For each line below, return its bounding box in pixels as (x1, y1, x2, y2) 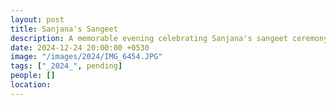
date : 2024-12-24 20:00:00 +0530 (10, 42, 150, 53)
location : (10, 80, 52, 90)
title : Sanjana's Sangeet (10, 24, 118, 34)
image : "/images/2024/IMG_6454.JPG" (10, 52, 163, 62)
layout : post (10, 14, 65, 25)
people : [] (10, 71, 56, 81)
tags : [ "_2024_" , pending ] (10, 61, 123, 71)
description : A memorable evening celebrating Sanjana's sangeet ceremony (10, 33, 329, 43)
